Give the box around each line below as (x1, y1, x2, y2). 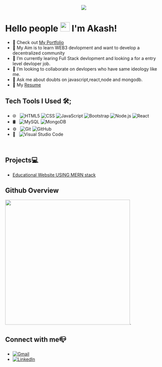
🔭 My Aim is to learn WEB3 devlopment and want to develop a (12, 44, 140, 50)
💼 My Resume (12, 81, 41, 87)
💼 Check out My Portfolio (12, 39, 64, 45)
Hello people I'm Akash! (5, 23, 117, 34)
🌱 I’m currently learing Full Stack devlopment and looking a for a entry (12, 55, 156, 61)
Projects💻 (5, 156, 38, 164)
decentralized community (12, 50, 65, 56)
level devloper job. (12, 60, 51, 66)
